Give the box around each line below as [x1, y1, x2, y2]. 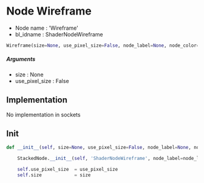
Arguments [6, 56, 36, 63]
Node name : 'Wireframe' [15, 24, 79, 32]
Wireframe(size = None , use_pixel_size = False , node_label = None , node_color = [6, 42, 200, 48]
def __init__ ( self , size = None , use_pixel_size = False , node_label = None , [6, 144, 191, 151]
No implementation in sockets [6, 111, 81, 118]
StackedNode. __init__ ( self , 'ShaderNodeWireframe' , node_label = [17, 156, 183, 162]
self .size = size [17, 172, 91, 178]
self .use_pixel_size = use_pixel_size [17, 167, 118, 173]
